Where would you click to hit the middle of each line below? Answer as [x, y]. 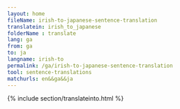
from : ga [20, 46]
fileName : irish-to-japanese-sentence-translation [82, 20]
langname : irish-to [36, 59]
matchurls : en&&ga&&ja [40, 79]
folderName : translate [42, 33]
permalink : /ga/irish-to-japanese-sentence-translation [90, 66]
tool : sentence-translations [50, 72]
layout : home [26, 14]
